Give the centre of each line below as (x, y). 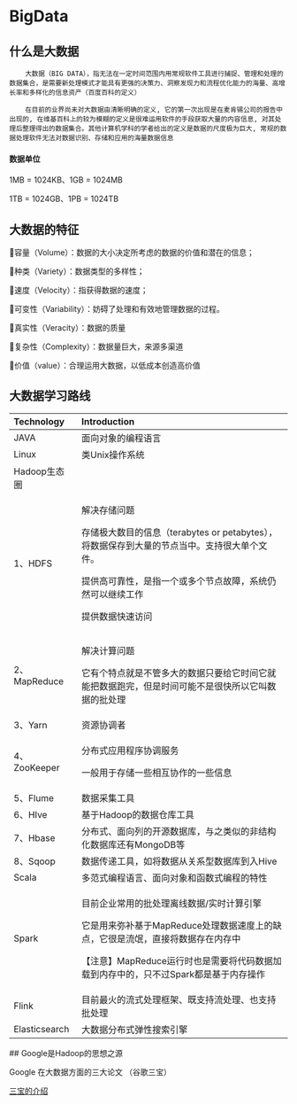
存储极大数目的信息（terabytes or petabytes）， (179, 532)
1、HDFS (33, 563)
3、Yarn (30, 725)
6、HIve (30, 814)
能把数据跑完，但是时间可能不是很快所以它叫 (174, 686)
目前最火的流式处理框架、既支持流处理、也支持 (179, 999)
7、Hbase (34, 837)
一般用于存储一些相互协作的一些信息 (156, 773)
